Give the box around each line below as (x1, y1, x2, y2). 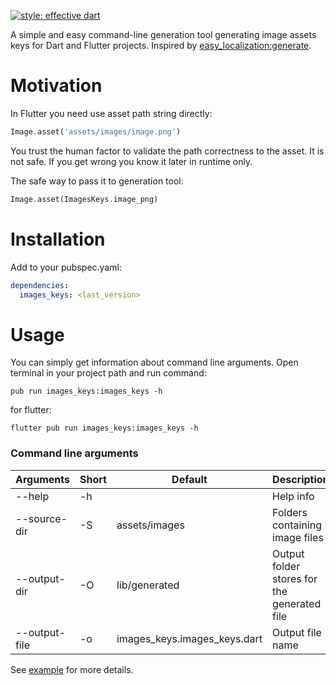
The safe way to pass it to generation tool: (10, 175, 184, 187)
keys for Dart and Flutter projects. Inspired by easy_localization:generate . (10, 40, 312, 51)
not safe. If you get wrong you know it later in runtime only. (10, 155, 253, 167)
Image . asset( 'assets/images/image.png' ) (10, 126, 182, 137)
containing (272, 518, 323, 532)
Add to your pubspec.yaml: (10, 261, 122, 273)
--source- (15, 511, 68, 525)
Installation (10, 228, 106, 250)
